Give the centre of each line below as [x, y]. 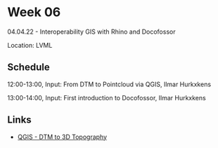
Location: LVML [30, 45]
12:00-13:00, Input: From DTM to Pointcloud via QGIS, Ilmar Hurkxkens [109, 84]
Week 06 [34, 12]
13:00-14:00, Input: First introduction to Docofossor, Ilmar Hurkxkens [107, 97]
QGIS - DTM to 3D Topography [62, 137]
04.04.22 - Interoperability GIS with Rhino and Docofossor [91, 32]
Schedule [29, 67]
